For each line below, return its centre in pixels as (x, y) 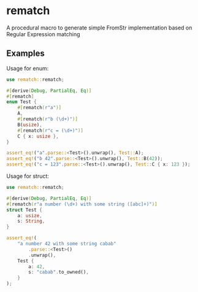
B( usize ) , (30, 125)
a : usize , (30, 215)
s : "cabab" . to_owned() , (59, 272)
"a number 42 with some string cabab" (67, 244)
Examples (25, 54)
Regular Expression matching (43, 34)
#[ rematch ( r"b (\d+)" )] (48, 119)
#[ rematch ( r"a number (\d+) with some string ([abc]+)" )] (82, 204)
